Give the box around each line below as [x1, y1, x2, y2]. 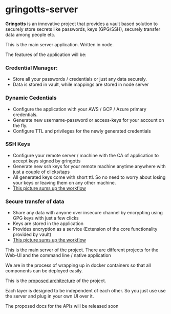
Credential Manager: [5, 64, 58, 71]
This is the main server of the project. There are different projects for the [5, 247, 159, 253]
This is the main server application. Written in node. [5, 41, 114, 47]
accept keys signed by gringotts [12, 158, 81, 164]
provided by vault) [12, 231, 52, 237]
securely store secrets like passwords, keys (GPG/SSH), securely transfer [5, 26, 161, 32]
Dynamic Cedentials [5, 94, 57, 101]
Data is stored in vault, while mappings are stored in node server [12, 81, 149, 88]
